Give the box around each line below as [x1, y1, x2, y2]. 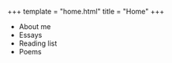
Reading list [18, 39, 58, 48]
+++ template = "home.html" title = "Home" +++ [7, 7, 165, 16]
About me [18, 22, 51, 31]
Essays [18, 31, 43, 39]
